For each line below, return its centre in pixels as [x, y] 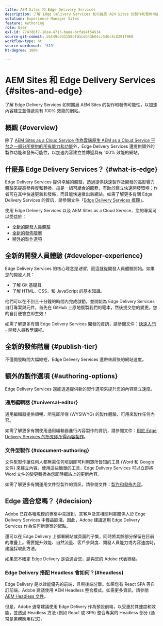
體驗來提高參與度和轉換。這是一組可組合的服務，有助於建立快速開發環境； [79, 188]
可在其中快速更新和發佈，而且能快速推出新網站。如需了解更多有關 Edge [81, 194]
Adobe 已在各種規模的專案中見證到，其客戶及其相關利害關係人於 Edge [75, 514]
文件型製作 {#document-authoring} [47, 450]
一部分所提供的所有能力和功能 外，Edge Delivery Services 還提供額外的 [84, 146]
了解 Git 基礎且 [27, 285]
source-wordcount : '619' [30, 46]
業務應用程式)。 [29, 619]
